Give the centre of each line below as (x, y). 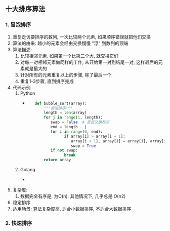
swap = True (83, 146)
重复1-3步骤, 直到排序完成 (47, 81)
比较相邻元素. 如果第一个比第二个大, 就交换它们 (69, 56)
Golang (28, 170)
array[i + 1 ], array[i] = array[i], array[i (118, 141)
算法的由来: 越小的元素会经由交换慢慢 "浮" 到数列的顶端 (70, 43)
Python (28, 93)
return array (57, 160)
